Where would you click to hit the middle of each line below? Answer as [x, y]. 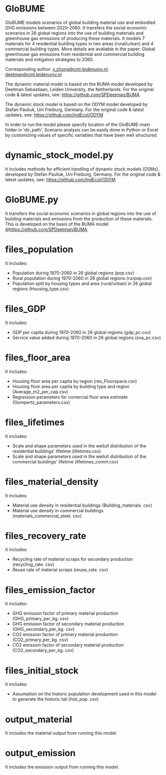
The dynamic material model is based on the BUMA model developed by [79, 84]
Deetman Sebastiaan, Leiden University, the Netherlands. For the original [80, 89]
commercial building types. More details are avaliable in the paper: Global [80, 49]
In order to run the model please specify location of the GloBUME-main [78, 124]
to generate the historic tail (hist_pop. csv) [55, 699]
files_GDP [26, 309]
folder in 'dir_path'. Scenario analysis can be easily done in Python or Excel [82, 129]
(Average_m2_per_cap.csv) [40, 392]
